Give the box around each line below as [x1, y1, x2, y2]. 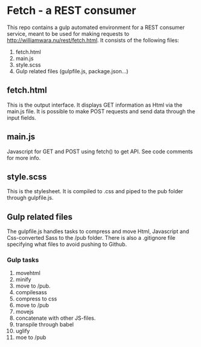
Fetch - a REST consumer [7, 4, 136, 18]
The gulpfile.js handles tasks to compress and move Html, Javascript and [7, 228, 190, 235]
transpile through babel [15, 321, 74, 328]
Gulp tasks [7, 256, 39, 264]
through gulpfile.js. [7, 194, 54, 202]
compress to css [15, 295, 57, 303]
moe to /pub [15, 334, 46, 341]
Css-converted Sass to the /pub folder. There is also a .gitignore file [7, 234, 176, 242]
